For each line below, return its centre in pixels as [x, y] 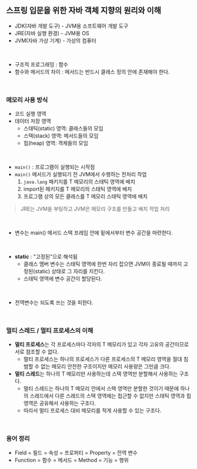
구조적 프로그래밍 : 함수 [41, 64]
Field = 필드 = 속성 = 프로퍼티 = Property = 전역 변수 [76, 453]
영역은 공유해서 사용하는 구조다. [59, 403]
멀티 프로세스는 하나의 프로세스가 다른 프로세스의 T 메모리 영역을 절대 [103, 359]
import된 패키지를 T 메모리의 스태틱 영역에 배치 [78, 189]
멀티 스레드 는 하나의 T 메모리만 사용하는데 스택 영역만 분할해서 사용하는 [96, 374]
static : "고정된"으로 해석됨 [46, 257]
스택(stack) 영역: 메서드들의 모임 [61, 136]
